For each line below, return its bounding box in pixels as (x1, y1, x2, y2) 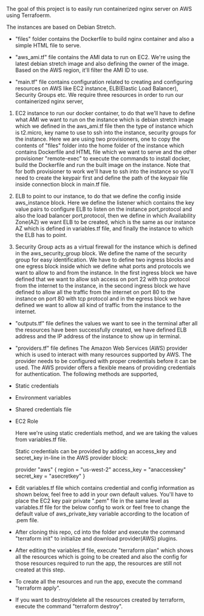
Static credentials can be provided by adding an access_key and (15, 448, 177, 455)
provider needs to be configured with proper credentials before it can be (15, 358, 197, 364)
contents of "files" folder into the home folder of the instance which (15, 142, 185, 149)
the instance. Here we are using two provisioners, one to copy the (15, 135, 180, 143)
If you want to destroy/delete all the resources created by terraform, (15, 597, 185, 603)
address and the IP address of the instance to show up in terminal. (15, 333, 181, 340)
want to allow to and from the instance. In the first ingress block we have (15, 269, 197, 276)
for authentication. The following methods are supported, (15, 370, 158, 377)
